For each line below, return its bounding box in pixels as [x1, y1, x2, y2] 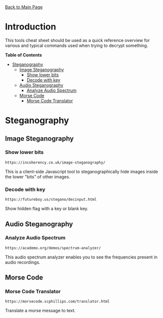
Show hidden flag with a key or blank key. [5, 206, 89, 212]
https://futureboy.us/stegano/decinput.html [5, 197, 97, 202]
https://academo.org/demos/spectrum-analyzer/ [5, 245, 101, 251]
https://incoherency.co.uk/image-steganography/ [5, 160, 106, 165]
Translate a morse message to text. [5, 308, 76, 314]
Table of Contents [5, 52, 42, 58]
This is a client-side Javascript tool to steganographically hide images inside [5, 169, 158, 174]
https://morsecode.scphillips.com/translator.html [5, 299, 110, 304]
